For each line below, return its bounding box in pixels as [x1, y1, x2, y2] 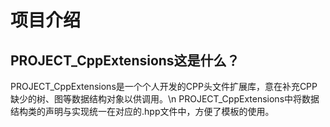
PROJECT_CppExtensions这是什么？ [10, 52, 240, 69]
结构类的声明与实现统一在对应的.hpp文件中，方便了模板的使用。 [10, 106, 275, 117]
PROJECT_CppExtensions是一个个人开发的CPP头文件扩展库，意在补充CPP [10, 81, 318, 92]
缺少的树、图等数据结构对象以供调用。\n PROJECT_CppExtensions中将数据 [10, 93, 320, 105]
